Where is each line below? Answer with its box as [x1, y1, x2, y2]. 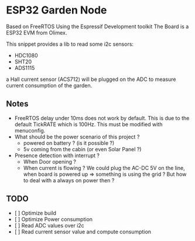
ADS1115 [14, 64, 35, 71]
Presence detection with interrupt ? [14, 152, 100, 159]
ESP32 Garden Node [6, 4, 107, 17]
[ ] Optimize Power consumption [14, 215, 93, 223]
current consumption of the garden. [6, 82, 93, 89]
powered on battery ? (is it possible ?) [23, 139, 115, 147]
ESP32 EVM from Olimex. [6, 29, 67, 36]
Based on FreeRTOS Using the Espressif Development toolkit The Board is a [6, 23, 189, 30]
